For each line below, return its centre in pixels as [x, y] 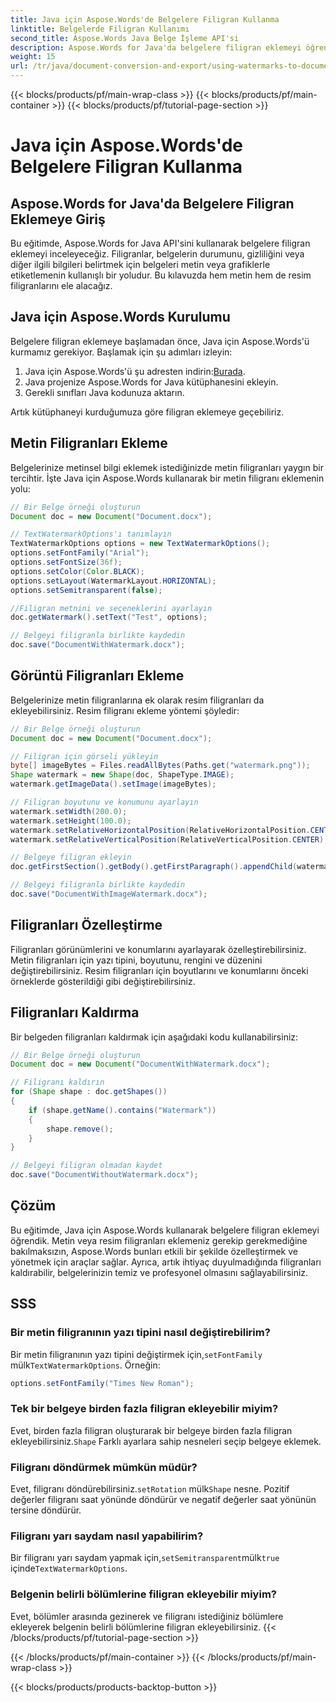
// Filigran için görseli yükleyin [84, 756]
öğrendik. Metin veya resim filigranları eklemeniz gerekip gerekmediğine [159, 1240]
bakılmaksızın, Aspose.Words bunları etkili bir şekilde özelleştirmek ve [154, 1251]
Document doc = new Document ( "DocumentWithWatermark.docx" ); [140, 1064]
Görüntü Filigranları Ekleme [97, 676]
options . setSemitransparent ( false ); [86, 590]
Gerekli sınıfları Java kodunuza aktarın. [104, 392]
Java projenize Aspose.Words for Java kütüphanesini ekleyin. [151, 382]
